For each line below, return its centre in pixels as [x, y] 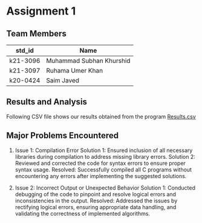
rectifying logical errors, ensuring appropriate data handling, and [96, 207]
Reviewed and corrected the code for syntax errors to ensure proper [100, 163]
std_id [25, 51]
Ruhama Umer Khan [75, 71]
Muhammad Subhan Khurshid [88, 61]
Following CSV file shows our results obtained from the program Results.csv [101, 116]
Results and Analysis [47, 102]
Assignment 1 [41, 11]
